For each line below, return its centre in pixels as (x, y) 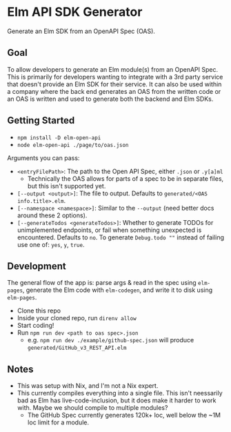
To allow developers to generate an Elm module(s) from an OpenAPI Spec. (113, 69)
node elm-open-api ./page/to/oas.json (73, 145)
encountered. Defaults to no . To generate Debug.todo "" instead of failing (121, 237)
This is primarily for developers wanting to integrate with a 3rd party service (115, 77)
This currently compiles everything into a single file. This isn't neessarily (120, 393)
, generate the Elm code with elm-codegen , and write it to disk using (118, 290)
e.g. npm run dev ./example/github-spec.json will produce (111, 340)
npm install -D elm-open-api (59, 138)
